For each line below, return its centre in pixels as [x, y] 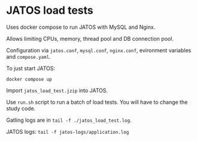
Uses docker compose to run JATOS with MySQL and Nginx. [81, 27]
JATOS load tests [50, 10]
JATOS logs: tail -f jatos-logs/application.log [68, 131]
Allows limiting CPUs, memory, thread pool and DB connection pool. [90, 38]
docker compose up [29, 79]
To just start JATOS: [31, 68]
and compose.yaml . [28, 56]
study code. [21, 108]
